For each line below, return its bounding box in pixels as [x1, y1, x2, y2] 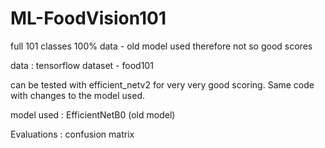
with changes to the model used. [10, 89, 146, 101]
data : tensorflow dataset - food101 [10, 59, 154, 71]
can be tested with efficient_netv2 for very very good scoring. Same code [10, 78, 315, 91]
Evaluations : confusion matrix [10, 128, 135, 140]
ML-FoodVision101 [10, 7, 167, 30]
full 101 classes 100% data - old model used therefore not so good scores [10, 40, 313, 52]
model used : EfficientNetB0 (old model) [10, 108, 176, 121]
